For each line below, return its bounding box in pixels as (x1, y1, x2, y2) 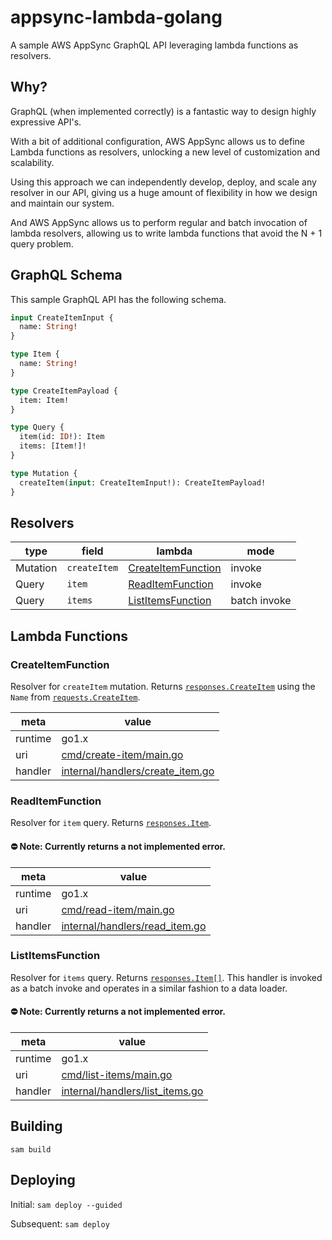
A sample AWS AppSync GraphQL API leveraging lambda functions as (10, 39, 299, 51)
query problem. (10, 237, 74, 250)
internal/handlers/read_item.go (61, 919, 207, 933)
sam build (10, 1144, 52, 1155)
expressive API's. (10, 116, 82, 128)
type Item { (10, 349, 60, 360)
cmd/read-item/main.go (61, 902, 175, 916)
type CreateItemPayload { (10, 386, 118, 396)
